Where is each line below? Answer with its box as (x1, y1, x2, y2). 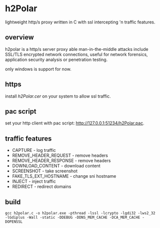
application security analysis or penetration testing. (5, 57, 108, 62)
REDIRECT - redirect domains (12, 184, 71, 189)
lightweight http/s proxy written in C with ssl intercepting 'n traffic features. (5, 19, 156, 25)
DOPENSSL (5, 219, 23, 224)
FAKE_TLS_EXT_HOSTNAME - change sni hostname (12, 173, 117, 179)
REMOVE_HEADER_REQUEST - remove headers (12, 152, 108, 159)
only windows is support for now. (5, 66, 71, 72)
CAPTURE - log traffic (12, 147, 56, 153)
